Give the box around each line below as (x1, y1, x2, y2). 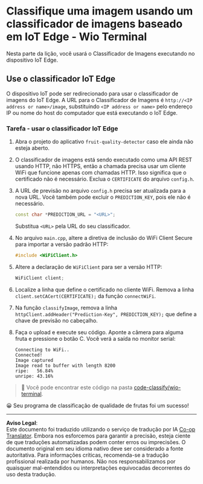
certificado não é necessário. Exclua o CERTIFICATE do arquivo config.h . (14, 175, 195, 182)
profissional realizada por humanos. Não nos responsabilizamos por (6, 457, 176, 465)
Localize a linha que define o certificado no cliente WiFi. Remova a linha (14, 286, 195, 293)
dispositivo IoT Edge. (6, 56, 59, 63)
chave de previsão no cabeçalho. (14, 317, 98, 324)
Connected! (14, 352, 43, 358)
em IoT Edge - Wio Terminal (6, 30, 147, 44)
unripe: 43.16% (14, 373, 54, 379)
